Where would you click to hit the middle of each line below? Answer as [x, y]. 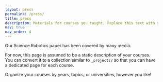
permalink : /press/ [25, 14]
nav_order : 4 [18, 32]
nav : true [15, 27]
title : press [18, 18]
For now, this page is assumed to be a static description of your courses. [78, 55]
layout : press [19, 9]
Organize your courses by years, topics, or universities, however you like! [78, 75]
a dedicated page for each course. [40, 65]
